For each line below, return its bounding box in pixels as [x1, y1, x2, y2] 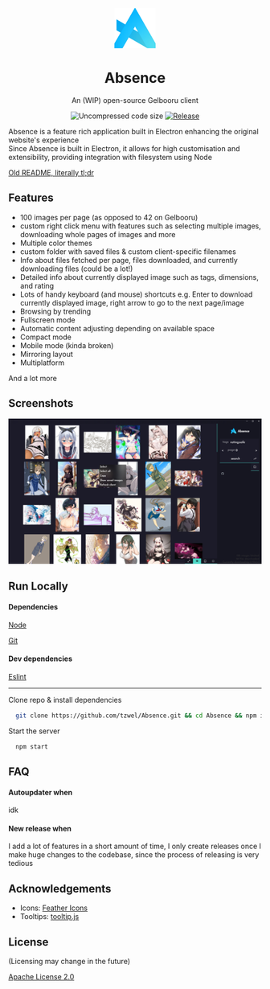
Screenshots [8, 396, 74, 410]
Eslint [8, 671, 27, 681]
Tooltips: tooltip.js [19, 912, 80, 921]
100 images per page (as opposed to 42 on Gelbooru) [19, 212, 198, 222]
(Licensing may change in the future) [8, 956, 131, 966]
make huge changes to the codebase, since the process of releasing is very [8, 850, 260, 860]
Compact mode [19, 332, 72, 342]
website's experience [8, 135, 80, 145]
